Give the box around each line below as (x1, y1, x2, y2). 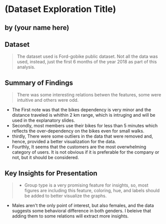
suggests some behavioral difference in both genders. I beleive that (11, 208, 151, 214)
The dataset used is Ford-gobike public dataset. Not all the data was (16, 53, 158, 59)
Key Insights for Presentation (4, 169, 98, 178)
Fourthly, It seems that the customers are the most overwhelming (11, 144, 146, 150)
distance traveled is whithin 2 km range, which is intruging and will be (11, 112, 155, 118)
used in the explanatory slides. (11, 117, 75, 123)
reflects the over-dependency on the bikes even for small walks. (11, 128, 144, 134)
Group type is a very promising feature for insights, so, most (24, 182, 148, 188)
